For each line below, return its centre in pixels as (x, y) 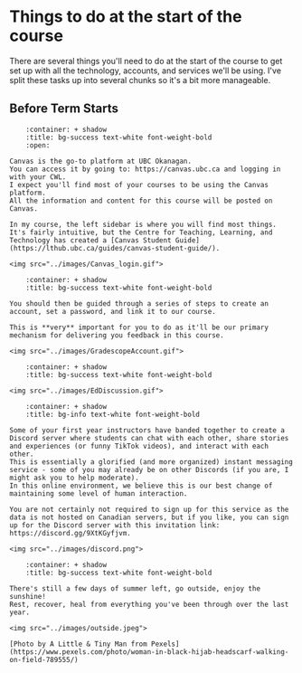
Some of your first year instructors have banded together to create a (147, 430)
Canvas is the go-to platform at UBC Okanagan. (101, 161)
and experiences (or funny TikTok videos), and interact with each (139, 446)
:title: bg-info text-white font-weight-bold (113, 414)
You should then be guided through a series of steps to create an (139, 303)
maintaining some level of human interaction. (99, 493)
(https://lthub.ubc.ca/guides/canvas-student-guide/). (115, 248)
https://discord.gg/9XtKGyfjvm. (70, 533)
